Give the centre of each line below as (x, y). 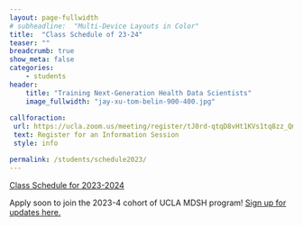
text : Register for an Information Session (96, 135)
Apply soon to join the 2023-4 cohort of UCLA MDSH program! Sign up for (148, 203)
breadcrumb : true (42, 51)
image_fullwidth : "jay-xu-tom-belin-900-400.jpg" (121, 101)
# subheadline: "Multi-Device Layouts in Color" (105, 26)
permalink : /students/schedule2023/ (78, 159)
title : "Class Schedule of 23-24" (76, 34)
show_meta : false (42, 59)
